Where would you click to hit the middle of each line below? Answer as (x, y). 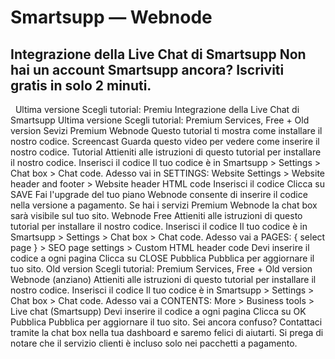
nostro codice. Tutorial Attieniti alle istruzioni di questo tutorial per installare (166, 152)
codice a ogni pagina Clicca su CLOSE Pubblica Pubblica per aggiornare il (162, 258)
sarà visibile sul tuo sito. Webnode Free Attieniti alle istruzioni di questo (156, 215)
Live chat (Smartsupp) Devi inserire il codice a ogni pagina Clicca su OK (158, 311)
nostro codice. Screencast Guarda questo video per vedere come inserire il (165, 141)
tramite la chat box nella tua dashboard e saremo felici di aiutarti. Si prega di (167, 332)
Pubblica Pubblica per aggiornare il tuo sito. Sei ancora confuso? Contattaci (166, 322)
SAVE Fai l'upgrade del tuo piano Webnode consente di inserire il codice (159, 194)
